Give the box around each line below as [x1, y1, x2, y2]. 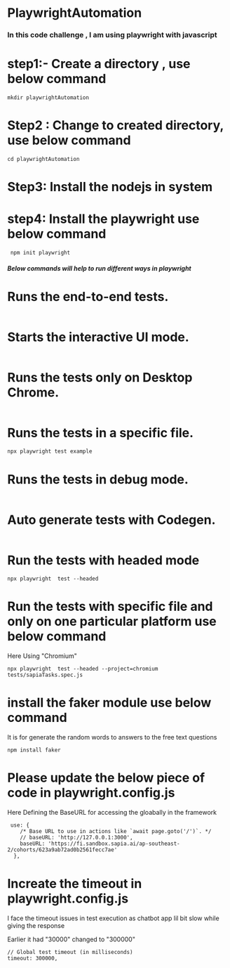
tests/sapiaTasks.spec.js [7, 671, 83, 679]
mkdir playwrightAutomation [7, 94, 90, 101]
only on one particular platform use [7, 614, 217, 630]
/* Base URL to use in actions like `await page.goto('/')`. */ [20, 828, 212, 835]
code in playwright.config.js [7, 785, 175, 801]
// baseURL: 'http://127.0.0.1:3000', [20, 834, 133, 841]
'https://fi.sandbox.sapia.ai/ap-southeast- [48, 840, 180, 848]
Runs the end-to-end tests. [7, 288, 169, 304]
